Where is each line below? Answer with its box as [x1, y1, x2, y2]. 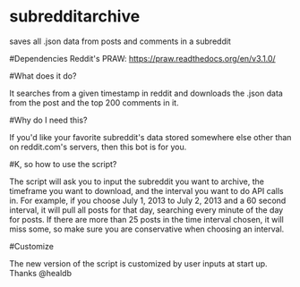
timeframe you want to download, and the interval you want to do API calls [9, 185, 284, 196]
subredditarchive [9, 6, 141, 27]
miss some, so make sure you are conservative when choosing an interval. [9, 224, 285, 234]
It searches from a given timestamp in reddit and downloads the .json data [9, 88, 284, 98]
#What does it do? [9, 70, 77, 81]
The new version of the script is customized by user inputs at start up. [9, 257, 268, 269]
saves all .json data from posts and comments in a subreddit [9, 36, 231, 46]
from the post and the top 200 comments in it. [9, 97, 179, 108]
